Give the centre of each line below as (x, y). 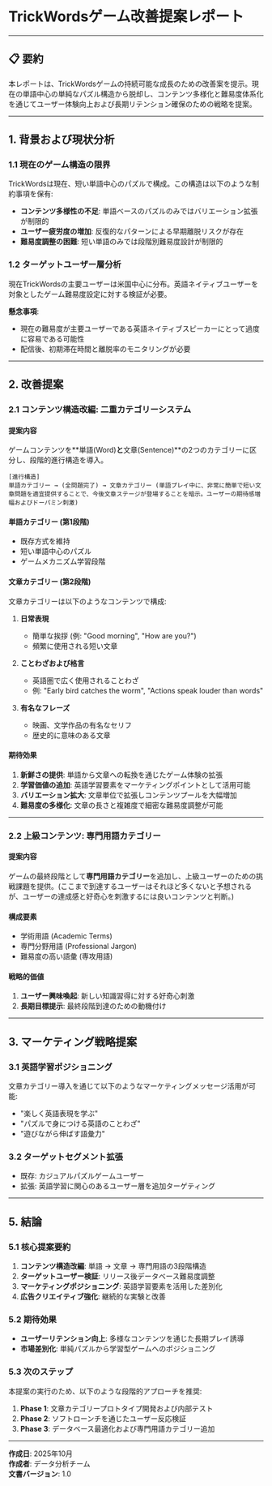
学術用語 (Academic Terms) (66, 936)
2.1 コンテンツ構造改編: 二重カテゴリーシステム (100, 410)
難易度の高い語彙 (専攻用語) (66, 956)
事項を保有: (34, 194)
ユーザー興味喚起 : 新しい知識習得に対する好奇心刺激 (107, 996)
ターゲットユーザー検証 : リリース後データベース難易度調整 (118, 1276)
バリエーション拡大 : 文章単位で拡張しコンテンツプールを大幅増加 (128, 795)
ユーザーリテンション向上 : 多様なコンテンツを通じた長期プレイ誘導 (132, 1338)
